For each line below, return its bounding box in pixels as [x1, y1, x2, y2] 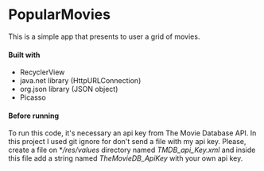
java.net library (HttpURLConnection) [19, 76, 142, 85]
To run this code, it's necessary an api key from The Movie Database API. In [8, 128, 257, 138]
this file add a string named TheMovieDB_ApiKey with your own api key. [8, 154, 243, 163]
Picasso [19, 93, 46, 102]
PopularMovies [8, 6, 111, 24]
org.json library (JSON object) [19, 85, 118, 94]
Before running [8, 111, 60, 120]
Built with [8, 50, 41, 59]
